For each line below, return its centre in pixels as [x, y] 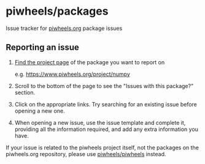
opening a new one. [40, 111]
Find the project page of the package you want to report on [90, 62]
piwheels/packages [57, 11]
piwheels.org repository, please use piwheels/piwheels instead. [86, 154]
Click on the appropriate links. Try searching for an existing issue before [106, 104]
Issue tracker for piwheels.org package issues [64, 28]
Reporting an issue [42, 47]
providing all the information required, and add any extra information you [106, 129]
